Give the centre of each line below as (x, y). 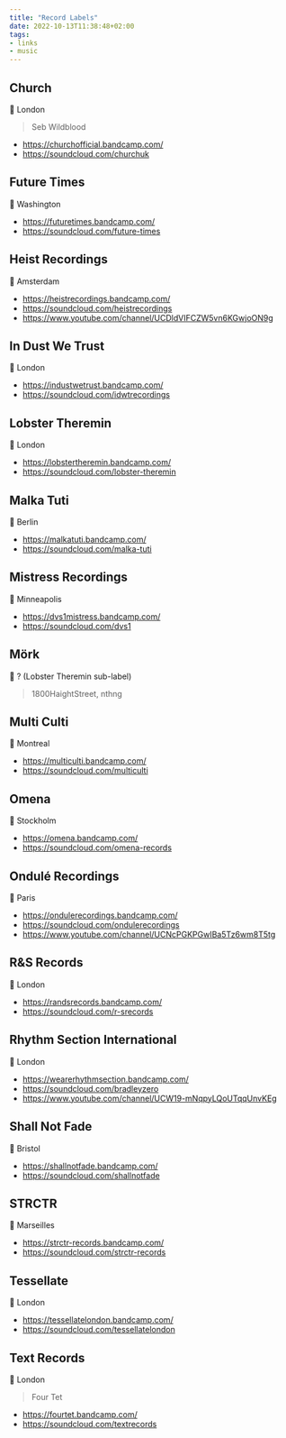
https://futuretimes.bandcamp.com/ (89, 221)
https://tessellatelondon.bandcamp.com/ (98, 1320)
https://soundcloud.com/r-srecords (88, 1012)
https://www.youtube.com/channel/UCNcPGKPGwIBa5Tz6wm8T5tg (149, 935)
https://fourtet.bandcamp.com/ (80, 1414)
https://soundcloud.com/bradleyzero (90, 1088)
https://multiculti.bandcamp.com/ (84, 761)
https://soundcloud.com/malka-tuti (87, 549)
